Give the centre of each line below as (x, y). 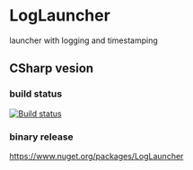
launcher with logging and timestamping (84, 40)
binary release (41, 137)
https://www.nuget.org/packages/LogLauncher (96, 156)
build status (36, 94)
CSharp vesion (52, 68)
